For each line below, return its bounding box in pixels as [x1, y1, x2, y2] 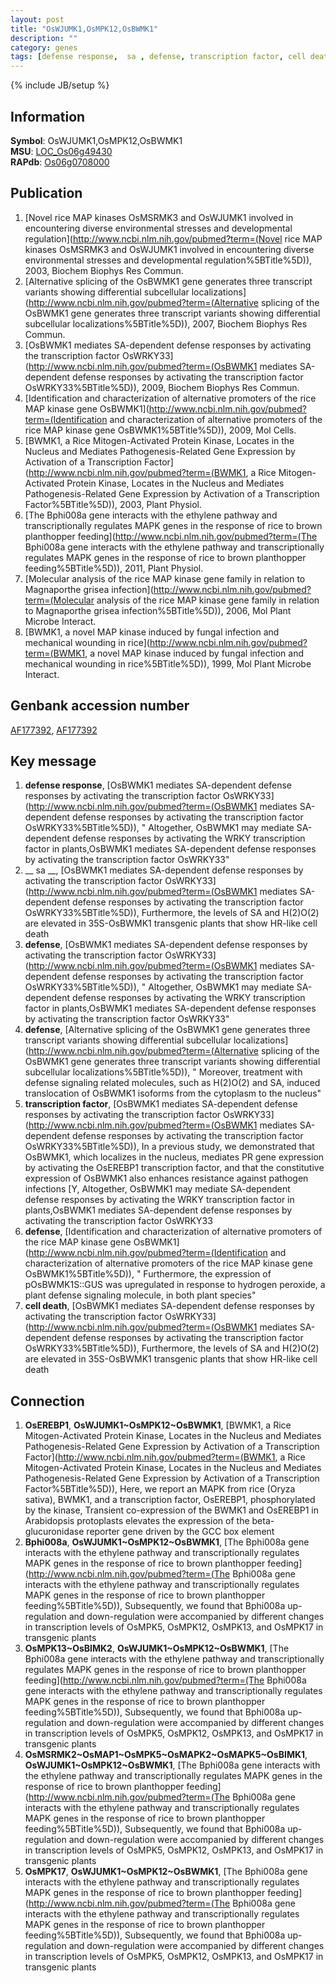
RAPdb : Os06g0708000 [10, 156, 110, 168]
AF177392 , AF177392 [10, 724, 98, 736]
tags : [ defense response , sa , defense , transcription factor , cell [10, 52, 307, 62]
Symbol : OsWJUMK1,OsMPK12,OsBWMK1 [10, 134, 183, 146]
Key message [10, 752, 97, 770]
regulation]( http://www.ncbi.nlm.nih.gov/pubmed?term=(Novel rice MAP [24, 232, 323, 245]
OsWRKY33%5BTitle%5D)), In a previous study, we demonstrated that [24, 1141, 315, 1153]
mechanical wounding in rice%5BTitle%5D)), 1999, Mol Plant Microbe [24, 657, 312, 670]
